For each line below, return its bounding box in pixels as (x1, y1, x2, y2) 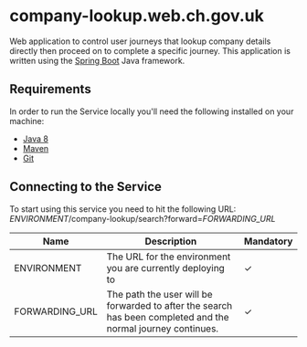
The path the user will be (106, 288, 213, 300)
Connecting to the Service (9, 179, 163, 195)
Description (144, 235, 197, 247)
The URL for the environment (106, 250, 231, 263)
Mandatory (243, 235, 293, 247)
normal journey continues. (106, 321, 219, 334)
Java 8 (22, 133, 48, 144)
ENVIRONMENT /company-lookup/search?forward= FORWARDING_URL (9, 213, 276, 224)
